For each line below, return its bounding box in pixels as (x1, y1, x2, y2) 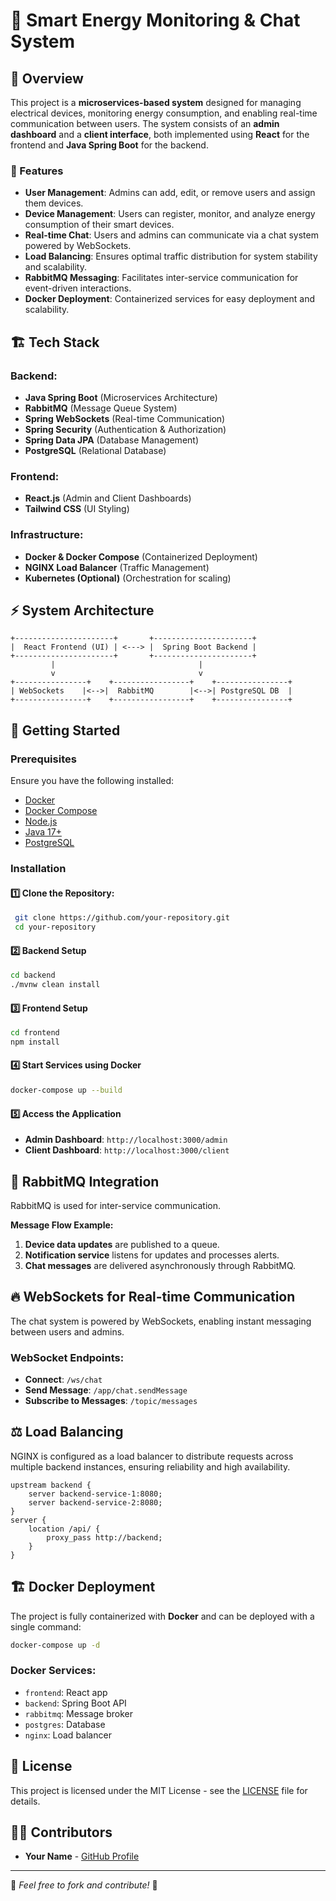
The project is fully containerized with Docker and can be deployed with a (10, 1610, 315, 1622)
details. (10, 1795, 41, 1807)
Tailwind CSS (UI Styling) (24, 503, 130, 515)
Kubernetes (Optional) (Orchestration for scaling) (24, 572, 232, 584)
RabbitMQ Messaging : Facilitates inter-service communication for (24, 272, 299, 284)
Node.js (24, 815, 58, 828)
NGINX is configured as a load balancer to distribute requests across (10, 1450, 294, 1462)
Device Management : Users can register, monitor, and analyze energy (24, 208, 316, 220)
